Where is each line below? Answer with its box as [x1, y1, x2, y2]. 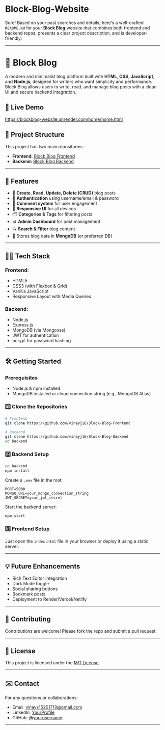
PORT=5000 [5, 487, 26, 491]
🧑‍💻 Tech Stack [5, 252, 51, 260]
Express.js [12, 322, 33, 328]
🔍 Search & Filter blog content [12, 226, 75, 232]
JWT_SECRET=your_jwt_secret [5, 495, 63, 500]
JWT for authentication [12, 332, 59, 338]
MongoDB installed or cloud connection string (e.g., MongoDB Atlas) [12, 390, 151, 396]
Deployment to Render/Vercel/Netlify [12, 596, 87, 602]
